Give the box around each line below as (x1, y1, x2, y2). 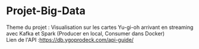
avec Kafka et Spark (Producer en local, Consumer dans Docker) (6, 30, 165, 37)
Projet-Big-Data (6, 4, 86, 18)
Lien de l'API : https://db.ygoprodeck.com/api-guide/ (6, 36, 134, 43)
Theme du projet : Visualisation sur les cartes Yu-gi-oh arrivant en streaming (6, 24, 194, 31)
